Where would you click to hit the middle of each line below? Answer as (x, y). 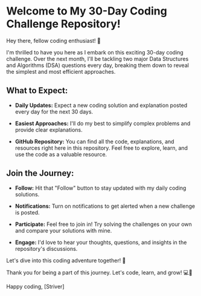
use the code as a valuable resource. (61, 154)
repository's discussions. (46, 248)
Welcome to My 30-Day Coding (87, 11)
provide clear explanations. (49, 130)
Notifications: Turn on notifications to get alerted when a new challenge (105, 206)
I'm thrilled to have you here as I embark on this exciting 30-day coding (95, 52)
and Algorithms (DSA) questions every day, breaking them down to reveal (97, 65)
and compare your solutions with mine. (63, 230)
